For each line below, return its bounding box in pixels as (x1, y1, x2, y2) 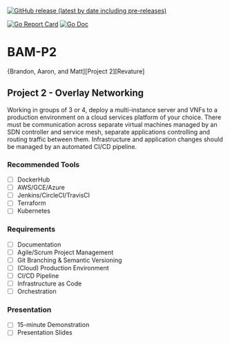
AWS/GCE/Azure (17, 184, 66, 192)
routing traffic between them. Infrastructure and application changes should (7, 135, 223, 143)
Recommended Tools (7, 159, 80, 169)
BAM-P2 (7, 44, 57, 60)
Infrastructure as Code (17, 279, 82, 288)
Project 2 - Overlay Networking (7, 87, 144, 99)
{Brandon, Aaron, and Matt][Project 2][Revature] (7, 67, 145, 76)
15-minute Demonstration (17, 321, 90, 329)
